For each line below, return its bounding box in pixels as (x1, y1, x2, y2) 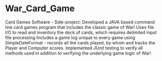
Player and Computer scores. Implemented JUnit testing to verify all (5, 45, 143, 51)
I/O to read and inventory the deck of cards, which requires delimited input (5, 29, 157, 35)
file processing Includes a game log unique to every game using (5, 35, 136, 41)
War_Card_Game (5, 3, 75, 14)
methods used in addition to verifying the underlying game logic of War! (5, 50, 152, 56)
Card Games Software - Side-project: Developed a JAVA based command (5, 19, 155, 25)
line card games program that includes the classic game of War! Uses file (5, 24, 154, 30)
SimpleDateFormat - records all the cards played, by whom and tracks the (5, 40, 156, 45)
